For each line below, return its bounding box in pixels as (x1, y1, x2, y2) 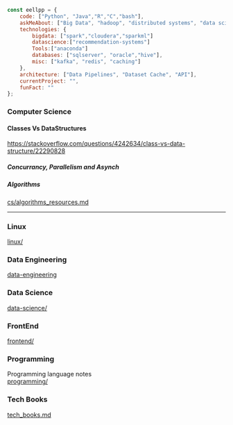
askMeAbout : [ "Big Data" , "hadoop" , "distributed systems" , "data (19, 19, 216, 26)
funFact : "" (19, 84, 54, 91)
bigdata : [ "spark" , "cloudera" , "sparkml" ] (32, 32, 154, 40)
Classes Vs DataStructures (7, 124, 87, 132)
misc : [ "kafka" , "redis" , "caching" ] (32, 58, 141, 65)
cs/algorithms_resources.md (7, 198, 89, 206)
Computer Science (7, 107, 71, 117)
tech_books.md (7, 410, 52, 419)
